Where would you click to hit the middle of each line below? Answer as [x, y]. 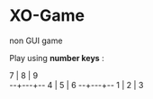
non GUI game [36, 40]
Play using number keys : [57, 58]
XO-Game [47, 16]
